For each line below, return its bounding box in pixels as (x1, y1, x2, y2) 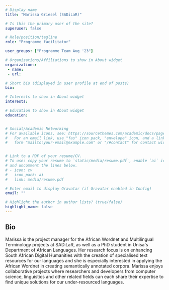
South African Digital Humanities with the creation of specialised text (5, 252, 148, 258)
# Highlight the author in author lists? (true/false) (5, 200, 123, 205)
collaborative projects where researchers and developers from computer (5, 268, 156, 274)
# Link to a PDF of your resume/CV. (5, 154, 82, 159)
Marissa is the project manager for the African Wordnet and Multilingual (5, 236, 154, 242)
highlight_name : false (5, 204, 53, 210)
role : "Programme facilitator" (5, 40, 71, 45)
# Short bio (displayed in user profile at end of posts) (5, 81, 129, 86)
